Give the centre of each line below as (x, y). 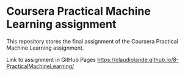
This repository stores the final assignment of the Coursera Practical (92, 41)
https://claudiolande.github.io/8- (138, 59)
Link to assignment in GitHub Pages (51, 59)
